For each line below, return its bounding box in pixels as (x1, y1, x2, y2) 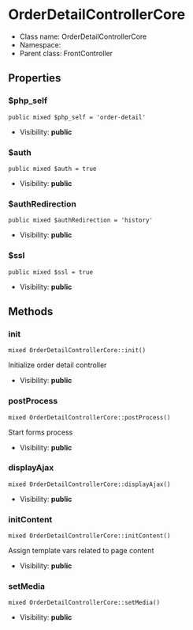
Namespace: (19, 40, 61, 49)
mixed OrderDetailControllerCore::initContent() (8, 532, 171, 540)
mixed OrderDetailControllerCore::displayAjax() (8, 480, 171, 488)
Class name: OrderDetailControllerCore (19, 32, 147, 41)
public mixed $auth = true (8, 165, 97, 173)
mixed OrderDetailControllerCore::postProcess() (8, 413, 171, 421)
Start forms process (8, 427, 73, 437)
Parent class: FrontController (19, 48, 113, 58)
